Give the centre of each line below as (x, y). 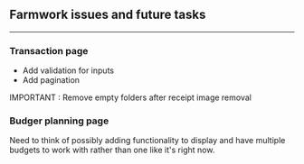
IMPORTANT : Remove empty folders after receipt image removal (130, 97)
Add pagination (51, 80)
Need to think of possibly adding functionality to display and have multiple (147, 141)
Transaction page (49, 50)
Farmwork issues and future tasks (108, 15)
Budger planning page (59, 121)
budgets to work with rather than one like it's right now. (112, 150)
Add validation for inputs (68, 70)
